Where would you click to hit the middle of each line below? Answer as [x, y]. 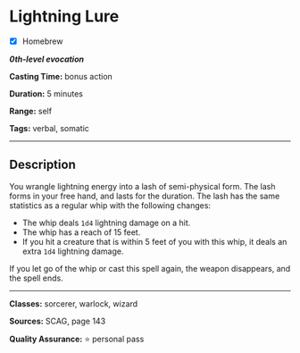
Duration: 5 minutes [46, 94]
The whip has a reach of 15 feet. [81, 232]
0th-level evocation [47, 59]
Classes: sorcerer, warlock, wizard [74, 303]
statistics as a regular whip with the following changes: [110, 205]
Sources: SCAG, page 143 [58, 321]
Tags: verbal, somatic [49, 128]
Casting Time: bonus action [61, 76]
